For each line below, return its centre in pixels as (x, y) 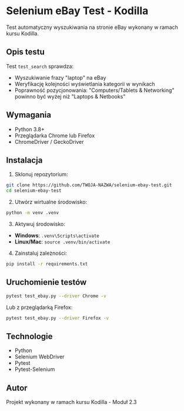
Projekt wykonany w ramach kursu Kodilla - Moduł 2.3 (71, 402)
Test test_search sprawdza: (40, 66)
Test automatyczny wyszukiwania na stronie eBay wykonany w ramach (92, 27)
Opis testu (26, 52)
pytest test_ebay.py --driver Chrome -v (56, 296)
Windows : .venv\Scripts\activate (57, 235)
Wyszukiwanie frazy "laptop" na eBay (60, 77)
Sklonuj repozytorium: (41, 175)
